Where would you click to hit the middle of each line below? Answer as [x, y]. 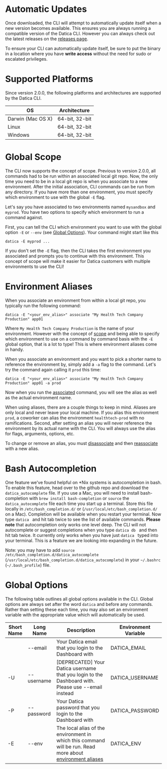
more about [70, 753]
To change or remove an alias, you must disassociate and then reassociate [82, 443]
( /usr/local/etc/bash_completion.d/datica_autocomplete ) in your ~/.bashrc [83, 560]
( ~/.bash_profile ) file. [28, 565]
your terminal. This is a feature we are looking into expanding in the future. [82, 540]
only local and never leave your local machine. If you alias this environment [82, 412]
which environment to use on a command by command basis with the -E [79, 339]
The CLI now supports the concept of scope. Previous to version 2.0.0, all [81, 171]
